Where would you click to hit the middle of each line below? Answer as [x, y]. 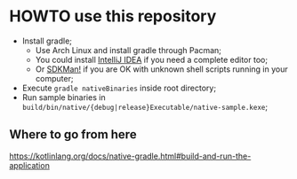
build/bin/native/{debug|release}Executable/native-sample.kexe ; [145, 106]
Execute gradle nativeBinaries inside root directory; [119, 88]
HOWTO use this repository [113, 16]
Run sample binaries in [64, 97]
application [30, 165]
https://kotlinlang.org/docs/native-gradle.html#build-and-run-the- [130, 156]
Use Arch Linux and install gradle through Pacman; [128, 50]
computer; [54, 78]
